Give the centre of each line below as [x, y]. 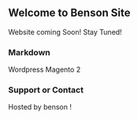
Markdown [29, 52]
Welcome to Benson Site [69, 13]
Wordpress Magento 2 [45, 69]
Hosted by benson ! [40, 107]
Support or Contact [46, 90]
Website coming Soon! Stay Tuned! [65, 32]
